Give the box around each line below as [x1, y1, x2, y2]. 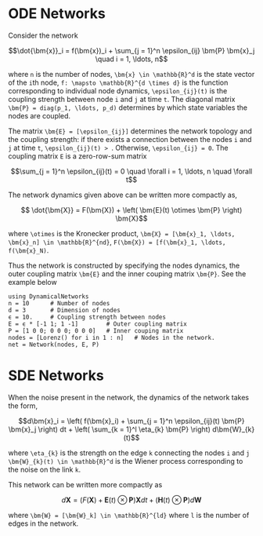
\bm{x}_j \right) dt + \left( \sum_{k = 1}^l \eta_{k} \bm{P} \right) [8, 425, 211, 434]
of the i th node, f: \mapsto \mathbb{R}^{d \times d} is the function [8, 78, 229, 87]
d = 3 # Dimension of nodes [8, 306, 121, 314]
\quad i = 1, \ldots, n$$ [95, 54, 168, 64]
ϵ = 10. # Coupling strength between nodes [8, 313, 167, 321]
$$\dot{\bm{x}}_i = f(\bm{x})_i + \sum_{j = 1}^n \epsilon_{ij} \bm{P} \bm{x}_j [8, 46, 255, 55]
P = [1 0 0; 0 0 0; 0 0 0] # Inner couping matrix [8, 326, 184, 334]
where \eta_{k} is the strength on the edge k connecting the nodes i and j [8, 448, 250, 458]
